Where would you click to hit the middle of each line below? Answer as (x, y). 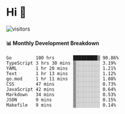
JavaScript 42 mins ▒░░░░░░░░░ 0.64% (61, 89)
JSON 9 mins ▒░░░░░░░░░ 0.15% (61, 100)
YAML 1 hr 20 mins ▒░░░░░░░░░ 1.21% (61, 68)
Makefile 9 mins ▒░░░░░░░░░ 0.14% (61, 105)
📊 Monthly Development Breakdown (53, 43)
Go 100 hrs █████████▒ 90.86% (62, 58)
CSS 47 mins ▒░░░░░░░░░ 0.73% (61, 84)
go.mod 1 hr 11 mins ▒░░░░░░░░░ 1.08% (61, 79)
